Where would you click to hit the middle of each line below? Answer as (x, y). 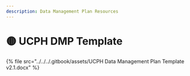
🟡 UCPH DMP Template (64, 41)
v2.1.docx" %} (23, 67)
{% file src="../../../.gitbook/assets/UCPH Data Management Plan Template (95, 61)
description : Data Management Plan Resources (62, 11)
